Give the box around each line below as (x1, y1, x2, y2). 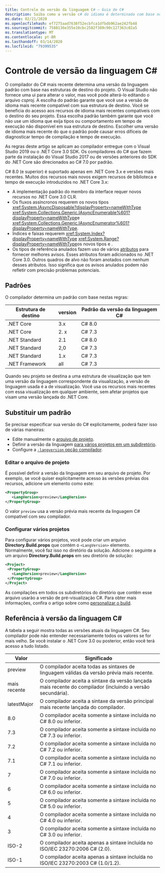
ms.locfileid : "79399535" (5, 44, 58, 49)
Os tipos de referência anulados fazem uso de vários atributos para (12, 246, 149, 252)
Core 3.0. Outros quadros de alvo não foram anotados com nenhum (12, 257, 149, 263)
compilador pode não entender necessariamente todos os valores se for (5, 633, 151, 638)
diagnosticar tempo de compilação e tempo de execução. (5, 134, 122, 139)
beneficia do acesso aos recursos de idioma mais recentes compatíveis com (5, 107, 160, 113)
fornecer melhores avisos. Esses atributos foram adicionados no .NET (12, 251, 154, 257)
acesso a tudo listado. (5, 643, 50, 649)
